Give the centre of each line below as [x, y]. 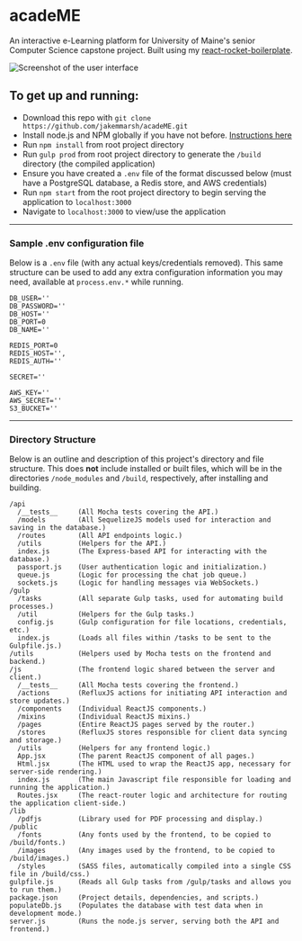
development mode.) [46, 914]
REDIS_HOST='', [38, 354]
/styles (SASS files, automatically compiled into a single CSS [155, 866]
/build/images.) [40, 859]
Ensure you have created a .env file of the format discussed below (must [157, 173]
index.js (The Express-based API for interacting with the [142, 551]
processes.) [31, 607]
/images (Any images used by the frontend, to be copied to [147, 851]
